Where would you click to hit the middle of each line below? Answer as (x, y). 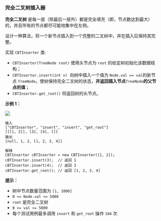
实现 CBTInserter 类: (26, 52)
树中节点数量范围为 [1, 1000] (42, 191)
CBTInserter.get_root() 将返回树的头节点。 (56, 94)
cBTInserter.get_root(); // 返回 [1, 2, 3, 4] (53, 171)
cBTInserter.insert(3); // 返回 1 (41, 160)
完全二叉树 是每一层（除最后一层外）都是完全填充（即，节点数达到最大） (79, 19)
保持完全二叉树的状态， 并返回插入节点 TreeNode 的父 (100, 81)
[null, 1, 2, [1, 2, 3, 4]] (34, 141)
